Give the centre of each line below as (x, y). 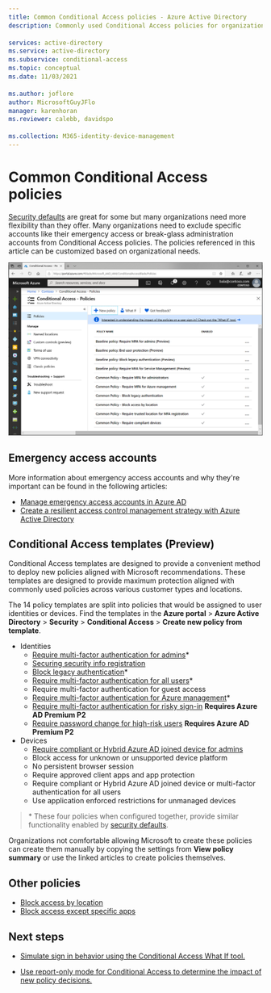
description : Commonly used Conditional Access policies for (113, 25)
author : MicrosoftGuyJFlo (52, 102)
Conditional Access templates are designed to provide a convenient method (134, 564)
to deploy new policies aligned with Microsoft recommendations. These (127, 572)
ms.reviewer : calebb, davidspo (61, 119)
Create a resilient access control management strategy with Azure (130, 510)
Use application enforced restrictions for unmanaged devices (134, 801)
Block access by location (61, 903)
